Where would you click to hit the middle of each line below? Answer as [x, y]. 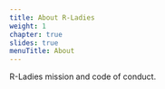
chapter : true [36, 34]
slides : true [34, 43]
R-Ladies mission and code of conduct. [83, 76]
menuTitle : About [42, 51]
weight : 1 [28, 26]
